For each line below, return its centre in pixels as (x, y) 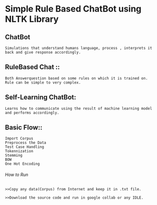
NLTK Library (32, 19)
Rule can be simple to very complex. (43, 82)
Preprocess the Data (26, 143)
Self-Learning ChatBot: (41, 97)
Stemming (14, 156)
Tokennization (19, 151)
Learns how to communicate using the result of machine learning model (78, 108)
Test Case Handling (25, 147)
